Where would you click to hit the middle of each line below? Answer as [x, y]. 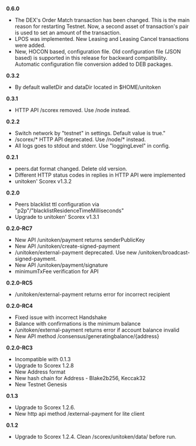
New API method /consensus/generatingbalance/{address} [87, 336]
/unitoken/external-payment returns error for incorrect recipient [92, 294]
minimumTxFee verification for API [57, 271]
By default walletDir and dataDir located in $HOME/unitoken [88, 87]
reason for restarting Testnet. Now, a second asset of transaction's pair [102, 26]
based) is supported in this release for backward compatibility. [91, 58]
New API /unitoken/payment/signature [61, 265]
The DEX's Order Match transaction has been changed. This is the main [102, 20]
